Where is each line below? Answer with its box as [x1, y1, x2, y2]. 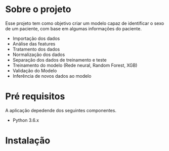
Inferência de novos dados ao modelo [12, 73, 92, 79]
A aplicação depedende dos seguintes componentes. [5, 107, 116, 113]
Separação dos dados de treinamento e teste [12, 57, 107, 63]
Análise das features [12, 40, 56, 46]
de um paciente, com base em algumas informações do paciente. [5, 25, 142, 31]
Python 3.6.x [12, 117, 39, 123]
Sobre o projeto [5, 4, 71, 15]
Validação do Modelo [12, 67, 57, 74]
